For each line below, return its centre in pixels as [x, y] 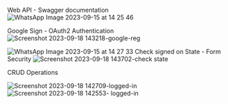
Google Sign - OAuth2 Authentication [61, 31]
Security [19, 59]
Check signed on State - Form [178, 52]
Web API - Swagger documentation [58, 10]
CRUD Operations [33, 72]
